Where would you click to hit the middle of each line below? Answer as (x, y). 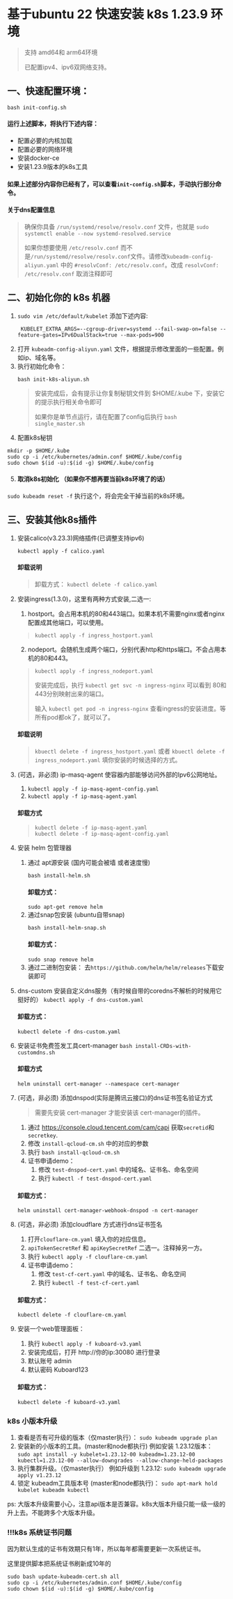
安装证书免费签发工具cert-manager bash (75, 1045)
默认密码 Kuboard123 (58, 1370)
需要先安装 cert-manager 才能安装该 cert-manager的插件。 (119, 1113)
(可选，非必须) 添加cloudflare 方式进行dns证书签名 (90, 1225)
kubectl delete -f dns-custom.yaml (69, 1032)
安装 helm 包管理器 (44, 848)
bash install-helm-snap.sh (67, 928)
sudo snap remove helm (61, 960)
